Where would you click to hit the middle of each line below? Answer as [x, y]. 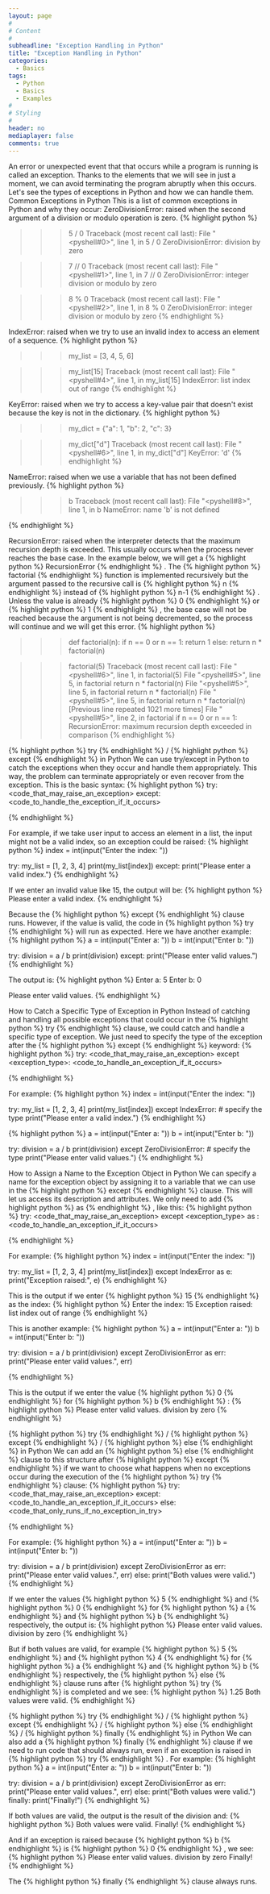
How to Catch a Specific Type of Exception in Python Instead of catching [129, 1011]
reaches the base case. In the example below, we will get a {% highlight [127, 558]
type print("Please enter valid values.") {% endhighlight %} [106, 1157]
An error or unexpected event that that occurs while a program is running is [133, 166]
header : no [27, 128]
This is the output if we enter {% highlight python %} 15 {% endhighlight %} [134, 1296]
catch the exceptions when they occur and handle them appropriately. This [133, 768]
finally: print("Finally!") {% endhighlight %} [79, 1800]
